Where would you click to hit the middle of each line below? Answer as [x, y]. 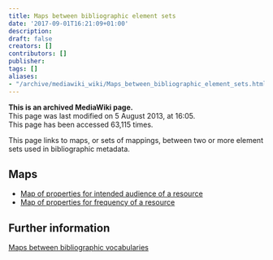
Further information [59, 228]
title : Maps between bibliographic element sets [92, 16]
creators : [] [30, 46]
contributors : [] [38, 54]
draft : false [30, 39]
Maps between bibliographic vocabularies [78, 248]
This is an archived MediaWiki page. [71, 107]
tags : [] [23, 69]
